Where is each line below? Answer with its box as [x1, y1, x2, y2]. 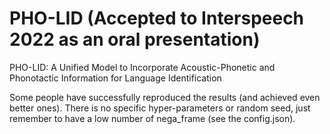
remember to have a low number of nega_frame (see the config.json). [9, 112, 296, 124]
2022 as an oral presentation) [9, 28, 261, 51]
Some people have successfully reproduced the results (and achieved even [9, 91, 321, 103]
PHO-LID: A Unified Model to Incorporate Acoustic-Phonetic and [9, 61, 276, 73]
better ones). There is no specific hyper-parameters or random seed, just [9, 102, 311, 114]
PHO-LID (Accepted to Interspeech [9, 7, 305, 30]
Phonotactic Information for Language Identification [9, 72, 222, 84]
